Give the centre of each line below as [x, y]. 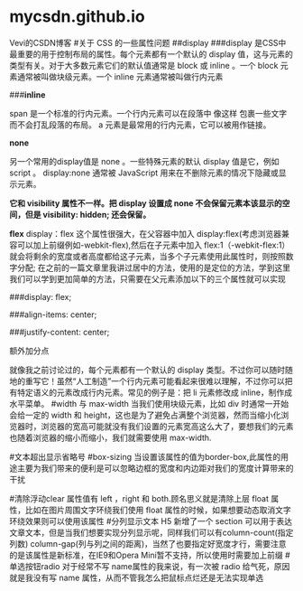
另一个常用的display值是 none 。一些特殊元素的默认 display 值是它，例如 [144, 161]
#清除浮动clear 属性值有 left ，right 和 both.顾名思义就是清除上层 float [139, 498]
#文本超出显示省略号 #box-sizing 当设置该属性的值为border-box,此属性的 [145, 456]
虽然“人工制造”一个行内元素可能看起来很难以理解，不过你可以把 [174, 380]
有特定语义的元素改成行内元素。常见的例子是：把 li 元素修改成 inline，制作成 [151, 392]
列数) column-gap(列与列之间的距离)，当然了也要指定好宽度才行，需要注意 [148, 543]
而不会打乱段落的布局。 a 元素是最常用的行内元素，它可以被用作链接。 [140, 125]
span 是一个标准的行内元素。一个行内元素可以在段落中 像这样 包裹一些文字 [148, 113]
